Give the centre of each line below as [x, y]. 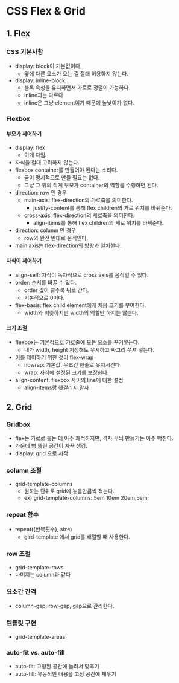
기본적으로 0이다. [44, 298]
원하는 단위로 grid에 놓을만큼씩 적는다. [69, 491]
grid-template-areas [40, 636]
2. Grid [19, 407]
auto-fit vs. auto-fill [36, 652]
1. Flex [18, 34]
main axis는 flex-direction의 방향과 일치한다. [68, 245]
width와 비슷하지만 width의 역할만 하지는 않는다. [81, 313]
